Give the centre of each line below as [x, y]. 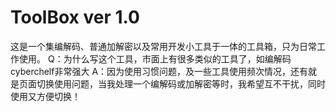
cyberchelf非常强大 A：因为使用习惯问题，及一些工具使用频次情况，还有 [159, 71]
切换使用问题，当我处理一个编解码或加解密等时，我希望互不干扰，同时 [181, 83]
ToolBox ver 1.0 [75, 17]
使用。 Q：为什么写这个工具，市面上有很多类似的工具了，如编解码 [155, 58]
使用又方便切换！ [45, 96]
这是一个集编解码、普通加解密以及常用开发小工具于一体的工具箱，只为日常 [163, 46]
